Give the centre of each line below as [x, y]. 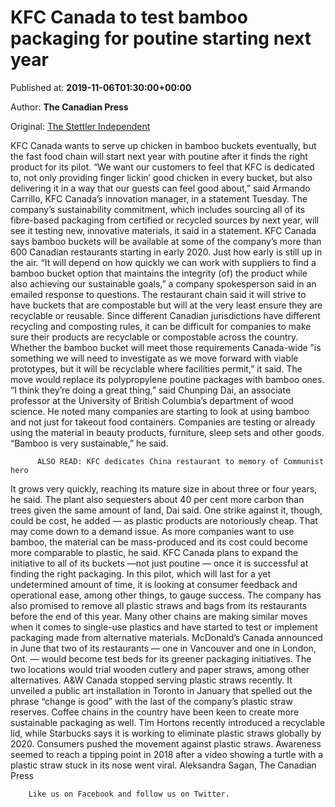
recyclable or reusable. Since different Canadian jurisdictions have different [165, 315]
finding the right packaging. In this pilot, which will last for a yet [141, 573]
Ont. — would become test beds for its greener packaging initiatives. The [161, 658]
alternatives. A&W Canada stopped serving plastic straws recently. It [151, 680]
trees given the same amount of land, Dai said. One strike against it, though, [166, 510]
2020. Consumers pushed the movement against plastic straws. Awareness [166, 743]
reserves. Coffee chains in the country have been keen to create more [155, 712]
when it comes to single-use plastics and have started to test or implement [164, 627]
